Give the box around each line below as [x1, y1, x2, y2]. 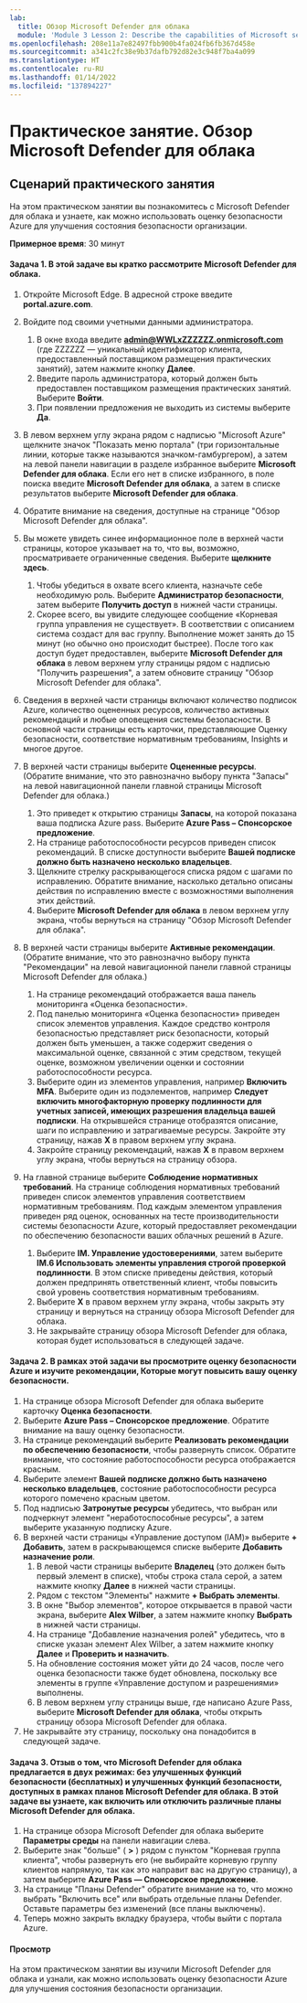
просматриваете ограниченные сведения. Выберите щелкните [22, 552, 272, 563]
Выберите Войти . [36, 392, 105, 403]
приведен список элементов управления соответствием [22, 1190, 246, 1202]
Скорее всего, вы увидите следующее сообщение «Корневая [36, 609, 279, 620]
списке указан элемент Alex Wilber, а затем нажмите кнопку [36, 1638, 274, 1650]
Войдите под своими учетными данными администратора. [22, 316, 254, 327]
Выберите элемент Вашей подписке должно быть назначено [22, 1474, 268, 1485]
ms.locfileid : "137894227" [9, 81, 112, 91]
